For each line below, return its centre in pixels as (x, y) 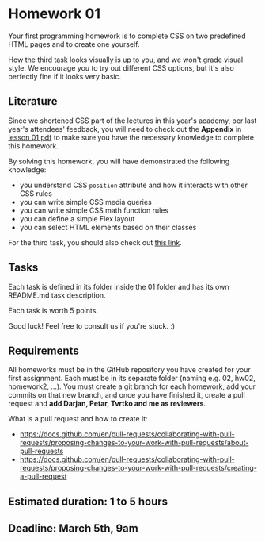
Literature (33, 101)
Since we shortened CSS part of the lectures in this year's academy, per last (132, 121)
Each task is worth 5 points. (53, 310)
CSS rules (36, 193)
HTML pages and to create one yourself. (74, 44)
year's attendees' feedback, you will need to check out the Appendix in (125, 129)
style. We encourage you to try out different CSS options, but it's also (121, 67)
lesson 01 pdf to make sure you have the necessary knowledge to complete (131, 137)
